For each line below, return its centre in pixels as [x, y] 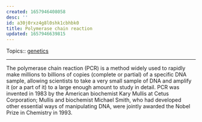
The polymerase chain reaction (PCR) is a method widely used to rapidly [96, 68]
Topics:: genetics [28, 51]
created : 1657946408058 [36, 12]
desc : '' [17, 17]
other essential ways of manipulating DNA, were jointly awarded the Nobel [98, 106]
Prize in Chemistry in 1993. [39, 113]
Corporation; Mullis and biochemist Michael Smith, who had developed [94, 100]
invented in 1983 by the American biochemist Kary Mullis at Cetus [88, 94]
